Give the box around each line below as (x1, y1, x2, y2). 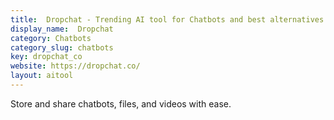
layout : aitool (10, 71, 74, 81)
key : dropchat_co (10, 52, 83, 62)
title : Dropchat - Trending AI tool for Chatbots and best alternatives (10, 14, 325, 25)
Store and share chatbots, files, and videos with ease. (10, 97, 232, 110)
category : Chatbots (10, 33, 92, 43)
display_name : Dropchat (10, 24, 114, 34)
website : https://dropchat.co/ (10, 61, 141, 71)
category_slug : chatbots (10, 42, 114, 53)
